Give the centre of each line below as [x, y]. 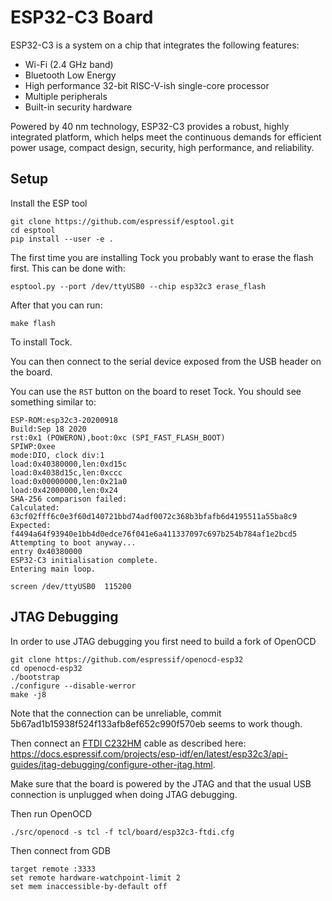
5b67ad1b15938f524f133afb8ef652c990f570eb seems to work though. [156, 723]
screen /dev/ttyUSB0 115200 [71, 586]
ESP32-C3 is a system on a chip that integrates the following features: [155, 45]
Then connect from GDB [60, 850]
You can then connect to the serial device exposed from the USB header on [166, 361]
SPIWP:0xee [33, 446]
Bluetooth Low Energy [70, 75]
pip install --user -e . [62, 239]
